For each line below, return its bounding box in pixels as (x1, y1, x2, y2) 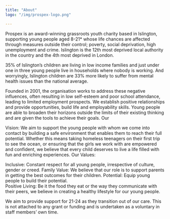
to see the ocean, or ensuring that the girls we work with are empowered (5, 140, 157, 147)
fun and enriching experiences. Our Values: (5, 152, 96, 158)
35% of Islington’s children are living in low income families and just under (5, 62, 160, 68)
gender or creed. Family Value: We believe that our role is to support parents (5, 167, 164, 173)
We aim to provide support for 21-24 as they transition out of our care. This (5, 198, 162, 204)
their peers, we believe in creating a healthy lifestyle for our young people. (5, 188, 160, 194)
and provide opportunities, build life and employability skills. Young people (5, 104, 160, 110)
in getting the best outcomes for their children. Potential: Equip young (5, 172, 150, 178)
